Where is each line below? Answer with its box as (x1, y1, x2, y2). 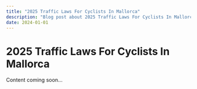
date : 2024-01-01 (6, 19, 49, 25)
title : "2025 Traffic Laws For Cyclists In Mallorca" (6, 8, 141, 15)
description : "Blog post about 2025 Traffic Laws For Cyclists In (6, 14, 172, 20)
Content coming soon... (6, 77, 63, 84)
